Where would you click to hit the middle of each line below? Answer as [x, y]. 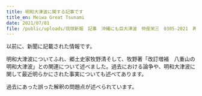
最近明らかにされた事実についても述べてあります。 [84, 74]
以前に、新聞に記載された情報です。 [51, 46]
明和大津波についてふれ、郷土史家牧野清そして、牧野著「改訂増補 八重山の [101, 59]
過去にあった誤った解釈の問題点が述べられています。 [72, 87]
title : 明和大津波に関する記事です [45, 12]
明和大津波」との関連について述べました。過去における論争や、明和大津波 [98, 67]
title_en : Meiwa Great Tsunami [45, 17]
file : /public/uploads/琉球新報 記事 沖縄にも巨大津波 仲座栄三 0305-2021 [97, 28]
